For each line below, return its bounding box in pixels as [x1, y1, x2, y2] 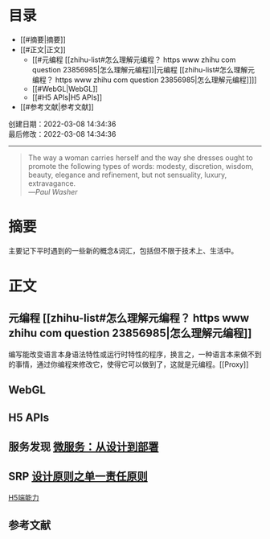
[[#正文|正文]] [19, 44, 66, 54]
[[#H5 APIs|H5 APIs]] [31, 93, 103, 102]
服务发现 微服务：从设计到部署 [8, 440, 159, 454]
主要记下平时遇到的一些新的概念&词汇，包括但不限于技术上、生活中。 [8, 245, 239, 255]
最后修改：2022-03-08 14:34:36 [8, 129, 117, 138]
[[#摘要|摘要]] [19, 35, 66, 44]
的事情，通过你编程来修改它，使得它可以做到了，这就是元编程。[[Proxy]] [8, 359, 249, 369]
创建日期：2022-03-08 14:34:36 [8, 119, 117, 129]
